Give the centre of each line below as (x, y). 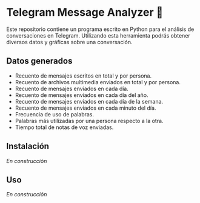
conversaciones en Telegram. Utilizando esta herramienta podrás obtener (98, 35)
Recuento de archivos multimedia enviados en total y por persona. (98, 82)
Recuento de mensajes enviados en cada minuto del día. (85, 108)
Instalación (28, 146)
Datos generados (39, 61)
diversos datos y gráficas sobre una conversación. (69, 42)
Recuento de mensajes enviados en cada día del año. (82, 95)
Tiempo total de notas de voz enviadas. (64, 127)
